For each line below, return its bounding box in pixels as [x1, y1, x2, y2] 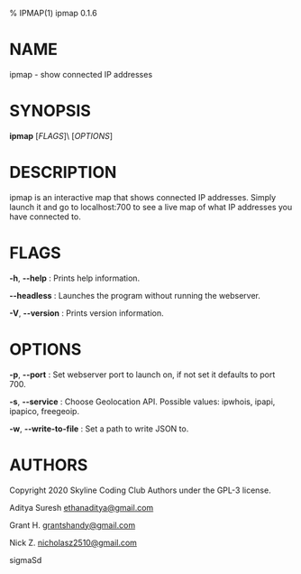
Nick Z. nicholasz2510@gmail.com [9, 537, 138, 548]
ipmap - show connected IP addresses [9, 69, 153, 79]
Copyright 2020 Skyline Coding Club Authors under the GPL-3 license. [9, 485, 272, 495]
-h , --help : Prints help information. [9, 273, 141, 283]
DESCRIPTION [9, 162, 117, 183]
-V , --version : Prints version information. [9, 307, 164, 319]
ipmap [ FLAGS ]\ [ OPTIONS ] [9, 130, 114, 141]
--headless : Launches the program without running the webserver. [9, 290, 261, 301]
